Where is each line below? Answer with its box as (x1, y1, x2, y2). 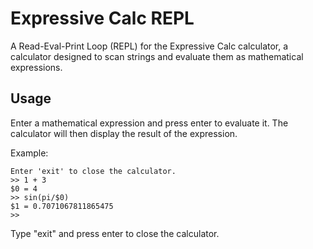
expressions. (10, 61, 63, 73)
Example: (10, 147, 49, 159)
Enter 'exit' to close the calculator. (10, 166, 177, 176)
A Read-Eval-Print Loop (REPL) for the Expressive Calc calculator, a (10, 40, 289, 52)
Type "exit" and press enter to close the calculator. (10, 227, 220, 239)
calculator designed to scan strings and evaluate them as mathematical (10, 50, 304, 62)
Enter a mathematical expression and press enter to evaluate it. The (10, 117, 289, 129)
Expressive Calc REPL (10, 7, 195, 30)
